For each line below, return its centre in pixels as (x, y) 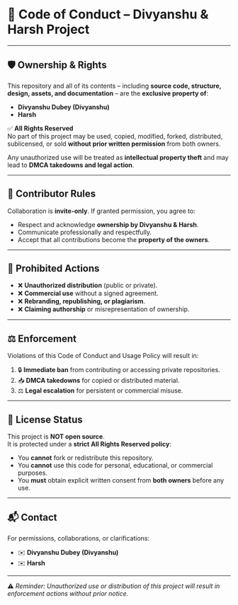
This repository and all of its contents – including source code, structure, (114, 86)
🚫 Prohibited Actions (53, 268)
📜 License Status (45, 419)
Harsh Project (49, 29)
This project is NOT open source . (56, 437)
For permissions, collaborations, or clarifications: (79, 538)
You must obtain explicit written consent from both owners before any (121, 480)
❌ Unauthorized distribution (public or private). (87, 285)
